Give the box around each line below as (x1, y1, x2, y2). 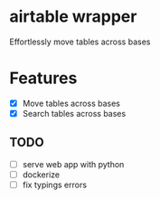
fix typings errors (22, 179, 88, 190)
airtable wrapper (9, 6, 137, 27)
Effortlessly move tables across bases (9, 36, 151, 47)
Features (9, 68, 78, 89)
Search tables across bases (22, 108, 127, 118)
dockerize (22, 169, 61, 180)
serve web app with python (22, 158, 125, 169)
